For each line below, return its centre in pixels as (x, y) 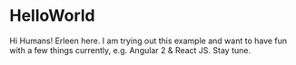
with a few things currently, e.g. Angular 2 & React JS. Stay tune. (130, 50)
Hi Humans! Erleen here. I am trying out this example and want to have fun (148, 41)
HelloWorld (52, 16)
